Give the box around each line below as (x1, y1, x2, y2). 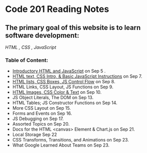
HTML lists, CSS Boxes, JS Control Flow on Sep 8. (12, 79, 116, 85)
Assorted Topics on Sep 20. (12, 121, 70, 127)
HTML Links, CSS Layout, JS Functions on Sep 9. (12, 84, 114, 90)
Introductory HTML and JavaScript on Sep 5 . (12, 68, 106, 74)
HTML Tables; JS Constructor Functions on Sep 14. (12, 100, 118, 106)
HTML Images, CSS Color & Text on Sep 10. (12, 89, 102, 95)
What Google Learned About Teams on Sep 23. (12, 142, 110, 148)
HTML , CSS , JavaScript (5, 44, 56, 50)
